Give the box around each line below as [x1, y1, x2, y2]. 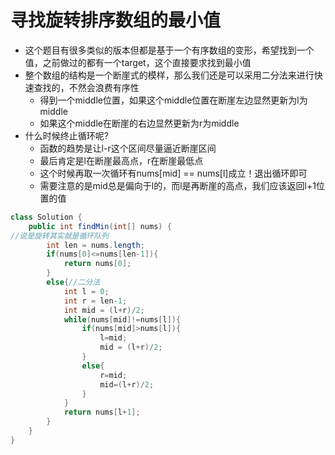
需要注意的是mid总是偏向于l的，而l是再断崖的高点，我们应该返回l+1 [39, 179, 317, 191]
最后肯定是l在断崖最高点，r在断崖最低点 [39, 154, 204, 166]
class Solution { [10, 212, 83, 222]
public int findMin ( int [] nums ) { [28, 221, 172, 231]
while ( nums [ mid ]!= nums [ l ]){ [63, 314, 182, 325]
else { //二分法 [46, 277, 101, 288]
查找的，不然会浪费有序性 [33, 81, 140, 93]
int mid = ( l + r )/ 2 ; [63, 305, 145, 315]
